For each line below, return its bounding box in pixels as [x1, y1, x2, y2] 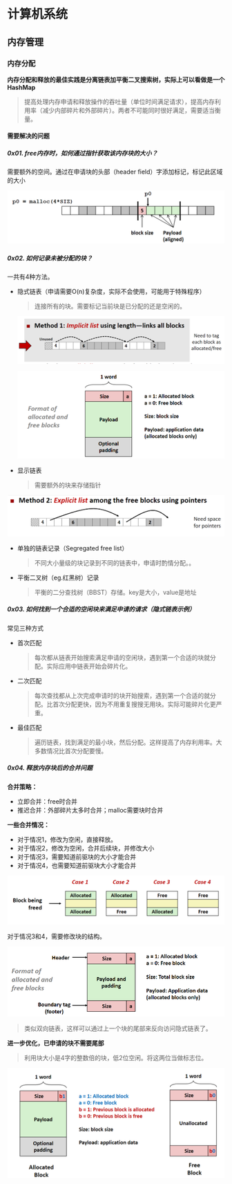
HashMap [7, 83, 36, 91]
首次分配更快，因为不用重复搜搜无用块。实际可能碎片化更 [52, 700, 216, 708]
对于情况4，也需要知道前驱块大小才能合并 [17, 861, 137, 869]
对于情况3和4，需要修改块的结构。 [7, 932, 106, 941]
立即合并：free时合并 [17, 797, 78, 806]
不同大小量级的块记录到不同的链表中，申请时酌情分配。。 [34, 558, 195, 567]
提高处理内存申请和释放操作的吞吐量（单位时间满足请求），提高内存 [23, 98, 215, 106]
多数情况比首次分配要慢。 [34, 746, 108, 755]
